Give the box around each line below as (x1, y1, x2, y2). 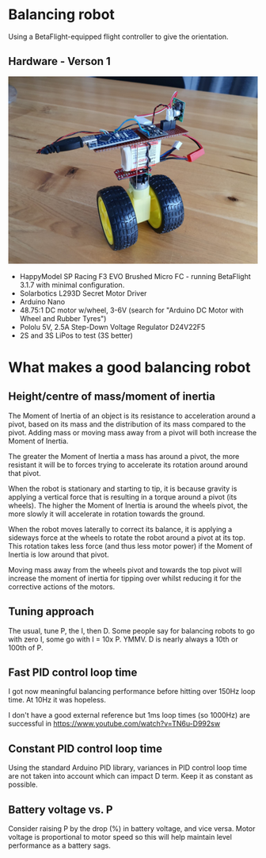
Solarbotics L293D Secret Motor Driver (19, 288, 147, 298)
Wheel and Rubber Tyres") (19, 313, 107, 323)
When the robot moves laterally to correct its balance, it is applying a (8, 524, 233, 534)
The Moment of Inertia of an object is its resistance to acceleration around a (8, 411, 256, 420)
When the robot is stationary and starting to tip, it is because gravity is (8, 484, 237, 493)
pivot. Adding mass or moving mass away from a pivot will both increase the (8, 427, 257, 437)
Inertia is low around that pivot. (8, 550, 109, 559)
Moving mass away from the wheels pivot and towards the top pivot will (8, 565, 242, 574)
